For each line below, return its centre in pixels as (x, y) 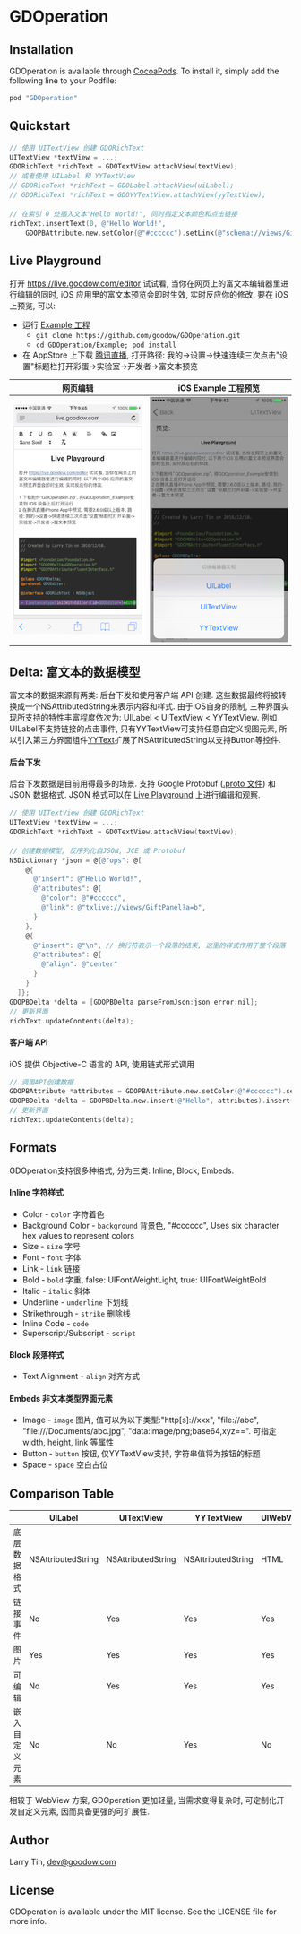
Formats (33, 1148)
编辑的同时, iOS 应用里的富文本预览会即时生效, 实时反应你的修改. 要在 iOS (152, 295)
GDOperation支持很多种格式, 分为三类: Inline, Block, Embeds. (122, 1170)
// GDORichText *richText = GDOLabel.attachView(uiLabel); (122, 186)
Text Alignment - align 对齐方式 (81, 1377)
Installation (41, 50)
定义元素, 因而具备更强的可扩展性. (87, 1811)
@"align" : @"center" (80, 964)
